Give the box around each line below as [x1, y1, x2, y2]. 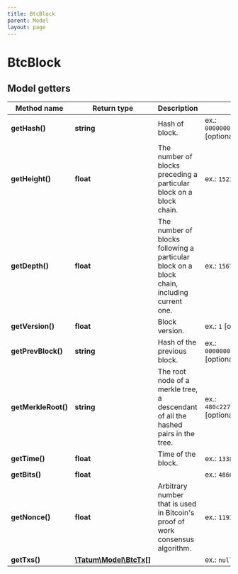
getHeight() [11, 174, 51, 184]
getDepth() [11, 261, 50, 271]
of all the [157, 411, 187, 421]
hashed [157, 420, 183, 430]
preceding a [157, 170, 198, 180]
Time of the [157, 449, 196, 459]
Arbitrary [157, 481, 188, 491]
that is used [157, 499, 197, 509]
